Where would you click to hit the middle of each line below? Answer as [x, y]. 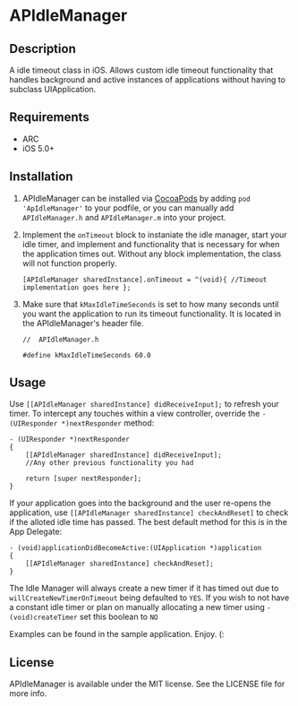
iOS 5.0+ [38, 148]
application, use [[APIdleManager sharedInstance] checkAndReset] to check [149, 512]
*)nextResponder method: [108, 423]
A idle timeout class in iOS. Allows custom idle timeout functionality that [141, 70]
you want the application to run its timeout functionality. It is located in [152, 314]
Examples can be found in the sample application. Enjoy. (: [117, 634]
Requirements [49, 117]
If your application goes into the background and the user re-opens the [140, 504]
